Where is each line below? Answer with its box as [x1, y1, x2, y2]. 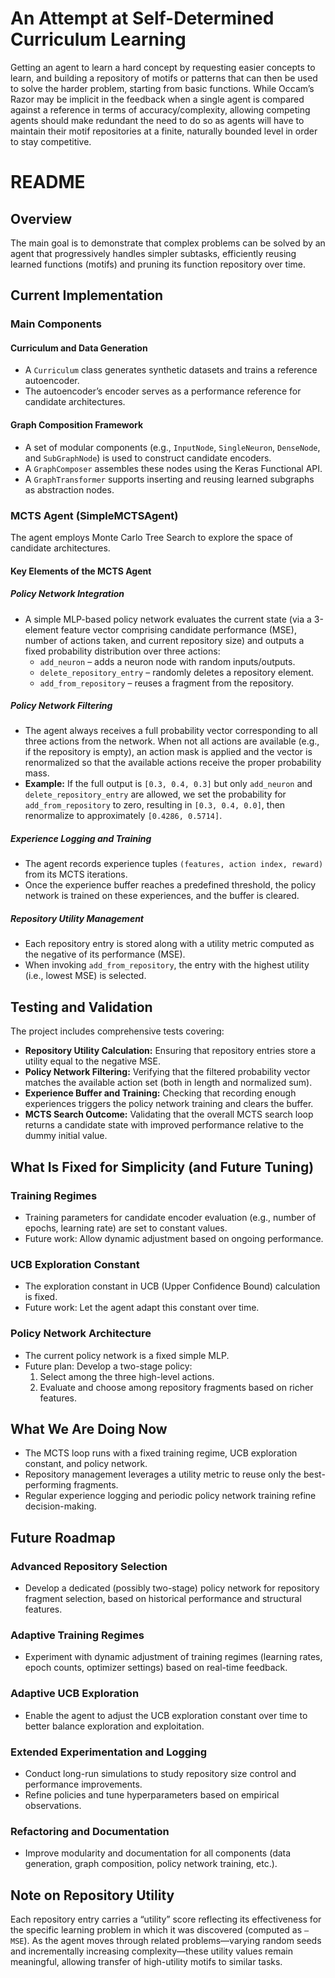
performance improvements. [24, 1778, 143, 1790]
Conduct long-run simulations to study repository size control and [24, 1767, 297, 1779]
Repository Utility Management [10, 913, 144, 925]
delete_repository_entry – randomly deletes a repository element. [39, 666, 315, 678]
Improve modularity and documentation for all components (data [24, 1847, 292, 1859]
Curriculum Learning [10, 28, 187, 51]
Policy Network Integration [10, 588, 125, 600]
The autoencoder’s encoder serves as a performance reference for [24, 385, 302, 397]
